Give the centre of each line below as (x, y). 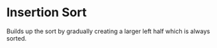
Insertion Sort (47, 13)
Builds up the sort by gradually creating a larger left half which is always (108, 31)
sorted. (16, 38)
